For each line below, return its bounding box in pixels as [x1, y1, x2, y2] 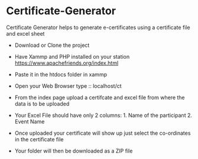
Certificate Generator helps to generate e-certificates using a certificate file [6, 24, 190, 31]
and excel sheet [6, 30, 45, 37]
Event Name [14, 117, 45, 125]
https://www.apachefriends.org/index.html [14, 59, 119, 66]
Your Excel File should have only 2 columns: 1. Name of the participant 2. [14, 112, 192, 119]
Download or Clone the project [14, 42, 90, 49]
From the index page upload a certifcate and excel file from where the [14, 94, 185, 101]
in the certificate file [14, 135, 64, 143]
